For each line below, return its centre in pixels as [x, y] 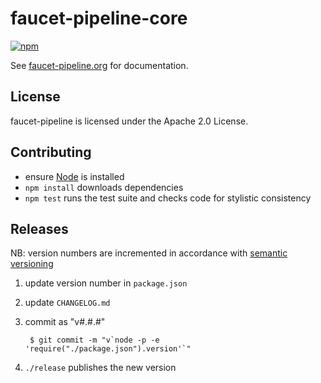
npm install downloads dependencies [104, 187]
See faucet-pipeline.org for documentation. [99, 65]
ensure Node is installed [74, 176]
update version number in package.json [106, 283]
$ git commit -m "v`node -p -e [94, 340]
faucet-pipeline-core [99, 18]
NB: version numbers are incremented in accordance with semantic [149, 253]
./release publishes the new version [100, 368]
